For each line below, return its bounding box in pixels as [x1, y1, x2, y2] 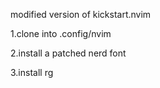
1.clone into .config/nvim [10, 28, 112, 39]
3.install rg [10, 67, 54, 78]
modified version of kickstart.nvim [10, 9, 152, 20]
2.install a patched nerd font [10, 47, 127, 59]
